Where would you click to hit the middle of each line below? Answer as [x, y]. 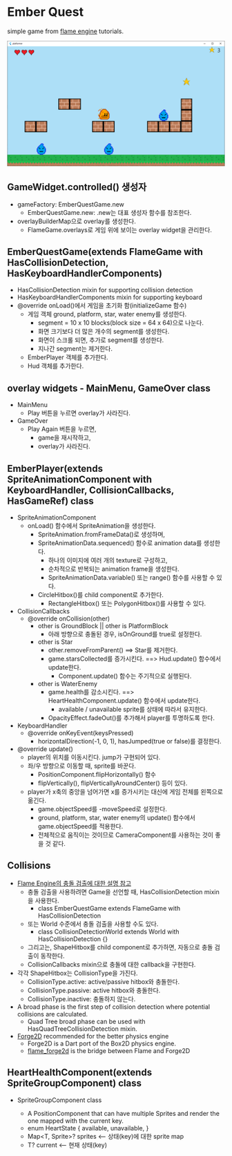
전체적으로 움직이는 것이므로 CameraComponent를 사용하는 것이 [126, 835]
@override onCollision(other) [69, 618]
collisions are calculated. [52, 1014]
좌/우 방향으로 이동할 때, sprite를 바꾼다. [82, 766]
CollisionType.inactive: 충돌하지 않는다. [81, 998]
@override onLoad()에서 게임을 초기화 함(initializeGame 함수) [102, 305]
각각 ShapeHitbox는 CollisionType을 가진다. [77, 973]
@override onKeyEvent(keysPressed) [80, 733]
